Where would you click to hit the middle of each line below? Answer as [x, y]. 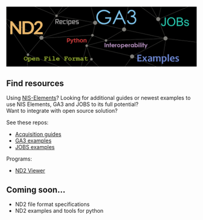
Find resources [35, 83]
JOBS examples [35, 147]
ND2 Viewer [30, 171]
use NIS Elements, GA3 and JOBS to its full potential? [72, 104]
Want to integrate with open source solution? [62, 111]
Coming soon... [36, 189]
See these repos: [27, 122]
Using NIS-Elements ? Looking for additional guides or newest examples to [98, 98]
